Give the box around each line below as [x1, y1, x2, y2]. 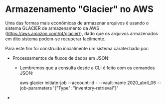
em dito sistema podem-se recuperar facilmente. [5, 36, 106, 42]
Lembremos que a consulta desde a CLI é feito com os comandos [19, 65, 155, 71]
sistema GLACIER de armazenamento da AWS [5, 25, 100, 31]
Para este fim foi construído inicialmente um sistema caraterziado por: [5, 45, 150, 51]
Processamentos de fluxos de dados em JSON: [12, 55, 110, 61]
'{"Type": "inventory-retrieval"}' [53, 85, 118, 91]
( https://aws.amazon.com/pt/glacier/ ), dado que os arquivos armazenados [5, 30, 158, 36]
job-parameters [19, 85, 52, 91]
